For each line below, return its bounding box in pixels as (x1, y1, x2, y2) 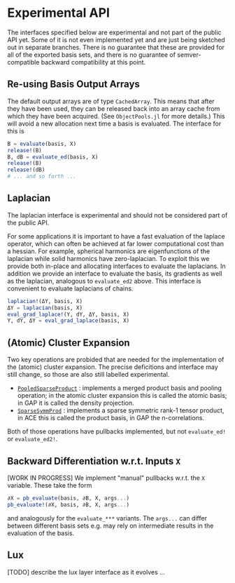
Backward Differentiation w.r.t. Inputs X (7, 455, 181, 467)
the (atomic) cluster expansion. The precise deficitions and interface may (7, 363, 218, 371)
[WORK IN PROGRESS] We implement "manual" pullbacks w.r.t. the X (7, 474, 205, 482)
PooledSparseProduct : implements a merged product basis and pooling (17, 384, 222, 392)
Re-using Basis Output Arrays (7, 79, 140, 91)
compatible (7, 58, 40, 66)
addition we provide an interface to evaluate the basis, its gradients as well (7, 269, 222, 278)
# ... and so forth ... (7, 173, 77, 180)
